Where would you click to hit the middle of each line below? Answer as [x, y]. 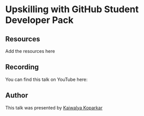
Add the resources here [30, 51]
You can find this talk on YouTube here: [46, 79]
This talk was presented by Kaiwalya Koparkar [54, 107]
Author [17, 95]
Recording [22, 67]
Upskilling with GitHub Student [72, 9]
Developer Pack [40, 20]
